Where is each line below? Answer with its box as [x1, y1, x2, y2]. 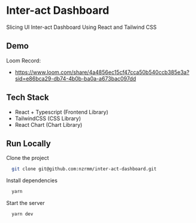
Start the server [6, 200, 45, 207]
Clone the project [6, 154, 49, 162]
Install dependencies [6, 177, 58, 184]
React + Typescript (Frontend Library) [14, 108, 109, 115]
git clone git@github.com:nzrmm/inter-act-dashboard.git [11, 166, 157, 172]
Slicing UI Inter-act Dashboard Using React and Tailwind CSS [6, 23, 157, 31]
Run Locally [6, 138, 51, 148]
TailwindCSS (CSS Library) [14, 115, 81, 122]
